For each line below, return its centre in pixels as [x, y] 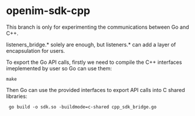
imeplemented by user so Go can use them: [59, 68]
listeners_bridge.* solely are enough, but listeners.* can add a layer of [91, 45]
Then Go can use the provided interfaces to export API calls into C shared [96, 90]
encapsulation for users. [36, 50]
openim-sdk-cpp [48, 11]
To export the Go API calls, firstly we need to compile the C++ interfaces [94, 62]
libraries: [17, 96]
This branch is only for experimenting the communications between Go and [98, 27]
